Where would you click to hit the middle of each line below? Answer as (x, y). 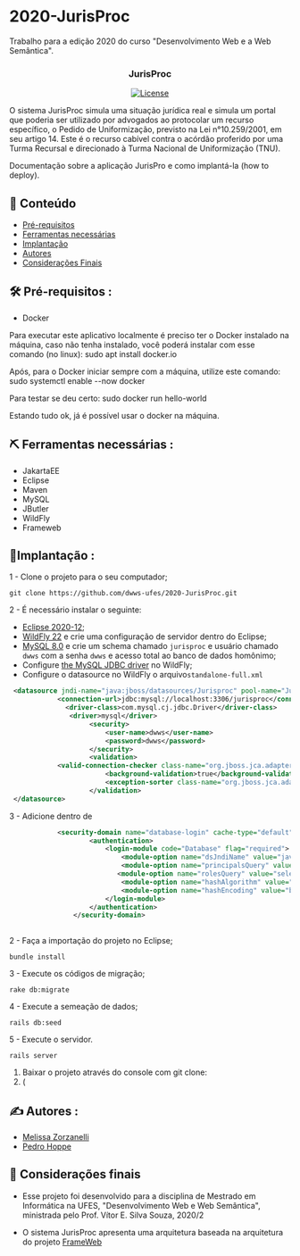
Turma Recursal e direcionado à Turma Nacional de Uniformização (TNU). (145, 148)
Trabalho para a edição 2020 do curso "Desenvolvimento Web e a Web (140, 41)
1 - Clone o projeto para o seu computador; (88, 577)
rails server (33, 1056)
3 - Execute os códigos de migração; (77, 974)
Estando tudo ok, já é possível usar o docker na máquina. (115, 415)
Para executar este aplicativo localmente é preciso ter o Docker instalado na (150, 335)
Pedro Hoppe (46, 1147)
